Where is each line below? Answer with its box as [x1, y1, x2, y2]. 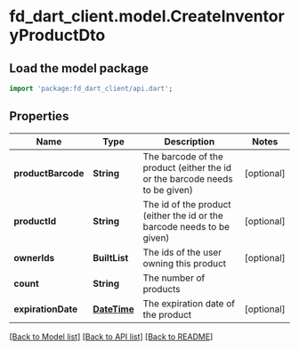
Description [164, 135, 215, 148]
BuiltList [93, 251, 129, 264]
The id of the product [142, 198, 231, 210]
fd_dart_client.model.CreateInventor [9, 6, 285, 27]
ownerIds [13, 251, 55, 264]
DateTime [93, 303, 135, 315]
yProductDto [9, 25, 106, 45]
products [142, 282, 181, 295]
